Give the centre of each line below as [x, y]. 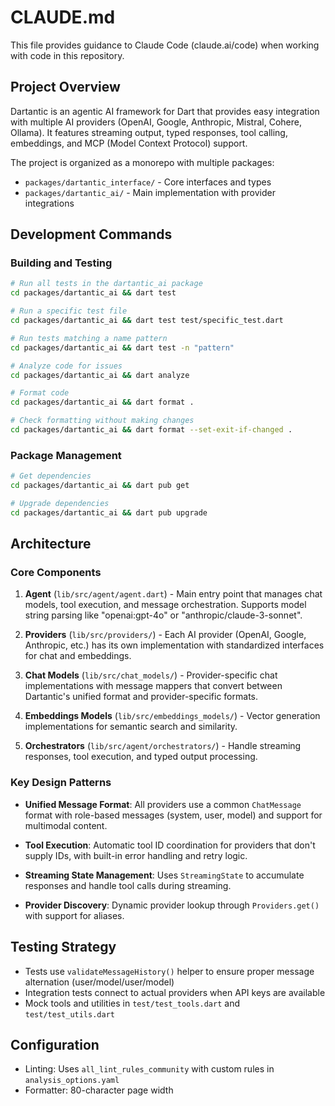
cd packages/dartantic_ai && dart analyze [100, 375]
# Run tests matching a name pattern [89, 338]
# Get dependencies [51, 476]
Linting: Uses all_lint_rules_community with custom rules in [149, 1069]
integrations [49, 203]
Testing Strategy [63, 947]
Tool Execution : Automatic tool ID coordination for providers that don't [170, 845]
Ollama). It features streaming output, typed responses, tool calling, [149, 132]
